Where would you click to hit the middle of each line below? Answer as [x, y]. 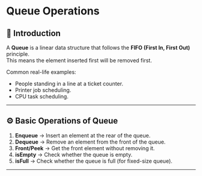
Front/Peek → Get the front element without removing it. [85, 148]
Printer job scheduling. [43, 90]
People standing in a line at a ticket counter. [69, 83]
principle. [18, 54]
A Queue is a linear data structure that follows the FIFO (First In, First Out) [98, 47]
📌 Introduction [34, 33]
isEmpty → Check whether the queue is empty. [74, 154]
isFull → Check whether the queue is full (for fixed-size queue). [93, 161]
